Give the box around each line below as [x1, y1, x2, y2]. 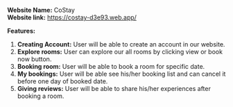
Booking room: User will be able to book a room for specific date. [17, 63, 205, 70]
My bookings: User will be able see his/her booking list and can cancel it [17, 69, 226, 78]
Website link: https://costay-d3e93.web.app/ [7, 13, 137, 22]
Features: [7, 27, 36, 35]
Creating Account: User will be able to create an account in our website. [17, 40, 225, 48]
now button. [17, 55, 52, 63]
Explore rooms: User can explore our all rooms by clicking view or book [17, 48, 223, 56]
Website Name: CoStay [7, 6, 75, 14]
